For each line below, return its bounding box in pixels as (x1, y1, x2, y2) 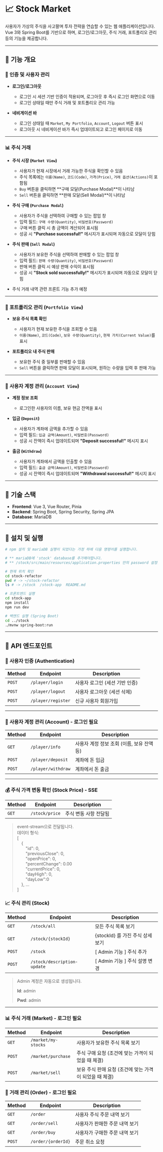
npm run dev (5, 605, 29, 609)
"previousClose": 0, (25, 850, 65, 856)
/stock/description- (31, 959, 78, 964)
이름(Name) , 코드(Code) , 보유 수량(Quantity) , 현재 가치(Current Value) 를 (19, 332, 155, 338)
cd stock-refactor (5, 574, 42, 578)
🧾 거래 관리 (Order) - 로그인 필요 (5, 1089, 77, 1096)
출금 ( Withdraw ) (12, 448, 42, 454)
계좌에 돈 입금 (75, 757, 105, 764)
